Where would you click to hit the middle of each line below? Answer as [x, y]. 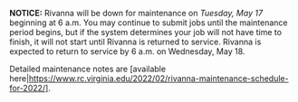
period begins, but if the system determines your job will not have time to [146, 32]
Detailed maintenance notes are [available [87, 69]
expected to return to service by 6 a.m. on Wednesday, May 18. [127, 51]
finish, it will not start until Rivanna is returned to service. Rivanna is [135, 42]
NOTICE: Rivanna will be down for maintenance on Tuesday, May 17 [136, 13]
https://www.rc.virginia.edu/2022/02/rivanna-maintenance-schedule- [159, 79]
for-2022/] [29, 88]
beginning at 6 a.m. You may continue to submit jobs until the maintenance [149, 23]
